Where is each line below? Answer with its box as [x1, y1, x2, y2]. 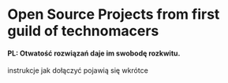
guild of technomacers [7, 22, 159, 40]
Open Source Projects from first [7, 5, 220, 23]
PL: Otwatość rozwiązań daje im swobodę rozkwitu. [7, 49, 181, 58]
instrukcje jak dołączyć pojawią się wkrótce [7, 66, 149, 75]
